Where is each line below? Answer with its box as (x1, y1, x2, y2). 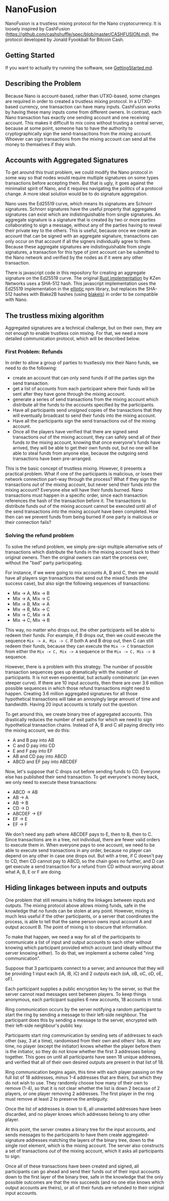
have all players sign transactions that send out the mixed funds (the (5, 575, 148, 581)
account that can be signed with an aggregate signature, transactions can (5, 233, 159, 239)
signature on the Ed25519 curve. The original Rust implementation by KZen (5, 275, 161, 281)
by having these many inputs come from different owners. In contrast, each (5, 109, 162, 115)
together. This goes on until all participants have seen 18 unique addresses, (5, 1054, 162, 1060)
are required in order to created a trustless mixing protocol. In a (5, 98, 137, 104)
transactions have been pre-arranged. (12, 456, 92, 462)
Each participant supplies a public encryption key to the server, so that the (5, 986, 160, 992)
